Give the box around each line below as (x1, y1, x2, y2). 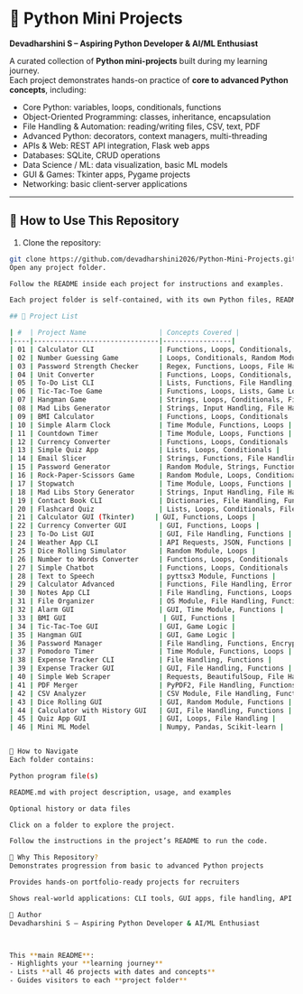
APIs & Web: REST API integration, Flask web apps (22, 140, 210, 151)
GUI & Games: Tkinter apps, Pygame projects (22, 169, 191, 180)
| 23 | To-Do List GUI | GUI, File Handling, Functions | (9, 530, 293, 539)
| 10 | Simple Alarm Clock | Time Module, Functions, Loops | (9, 420, 293, 430)
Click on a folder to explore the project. (9, 821, 176, 830)
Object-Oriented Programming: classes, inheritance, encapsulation (22, 111, 271, 122)
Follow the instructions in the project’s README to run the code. (9, 837, 269, 846)
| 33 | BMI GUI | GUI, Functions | (9, 613, 236, 622)
